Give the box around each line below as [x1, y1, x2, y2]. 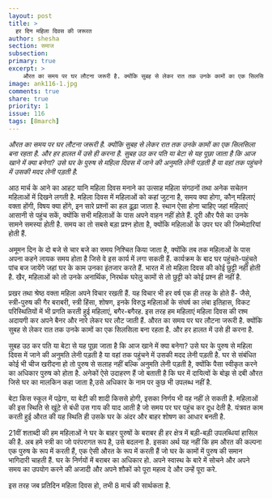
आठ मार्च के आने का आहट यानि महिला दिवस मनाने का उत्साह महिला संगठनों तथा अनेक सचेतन [8, 183, 248, 193]
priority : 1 [8, 102, 49, 110]
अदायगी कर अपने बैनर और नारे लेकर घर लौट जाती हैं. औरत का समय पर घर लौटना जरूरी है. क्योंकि [8, 315, 263, 325]
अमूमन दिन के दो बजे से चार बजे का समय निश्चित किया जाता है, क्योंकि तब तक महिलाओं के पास [8, 245, 251, 254]
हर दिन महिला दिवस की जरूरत [15, 27, 92, 35]
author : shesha [8, 34, 60, 43]
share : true [8, 95, 49, 103]
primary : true [8, 57, 57, 66]
